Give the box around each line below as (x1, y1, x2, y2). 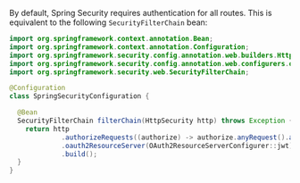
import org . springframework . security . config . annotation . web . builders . (9, 51, 278, 60)
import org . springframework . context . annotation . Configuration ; (9, 42, 250, 52)
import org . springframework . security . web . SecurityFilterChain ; (9, 67, 250, 77)
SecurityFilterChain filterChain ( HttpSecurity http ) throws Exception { (17, 116, 294, 125)
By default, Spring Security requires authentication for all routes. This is (9, 8, 272, 18)
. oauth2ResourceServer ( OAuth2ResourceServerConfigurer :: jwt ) (61, 141, 294, 150)
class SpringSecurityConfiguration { (9, 92, 150, 101)
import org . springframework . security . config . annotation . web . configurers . (9, 59, 290, 68)
